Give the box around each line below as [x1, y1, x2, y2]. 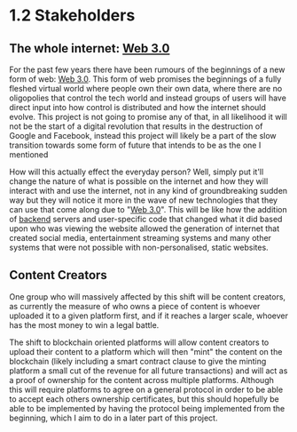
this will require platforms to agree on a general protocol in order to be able [9, 384, 284, 395]
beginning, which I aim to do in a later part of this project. [9, 412, 218, 423]
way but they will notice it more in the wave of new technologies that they [9, 195, 277, 205]
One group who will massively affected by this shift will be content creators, [9, 291, 286, 302]
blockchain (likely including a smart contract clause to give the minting [9, 356, 267, 366]
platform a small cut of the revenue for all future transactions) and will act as [9, 365, 288, 376]
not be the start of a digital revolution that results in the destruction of [9, 121, 263, 132]
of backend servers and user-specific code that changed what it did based [9, 214, 283, 224]
